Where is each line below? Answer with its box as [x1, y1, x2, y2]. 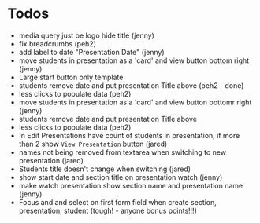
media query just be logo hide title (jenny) [18, 31, 154, 40]
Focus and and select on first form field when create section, [18, 197, 217, 207]
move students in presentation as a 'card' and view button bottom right [18, 56, 250, 65]
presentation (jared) [18, 155, 84, 165]
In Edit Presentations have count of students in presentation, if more [18, 130, 240, 140]
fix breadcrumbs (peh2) [18, 38, 96, 48]
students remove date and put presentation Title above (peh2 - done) [18, 80, 244, 90]
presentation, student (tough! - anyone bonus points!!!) [18, 206, 198, 215]
